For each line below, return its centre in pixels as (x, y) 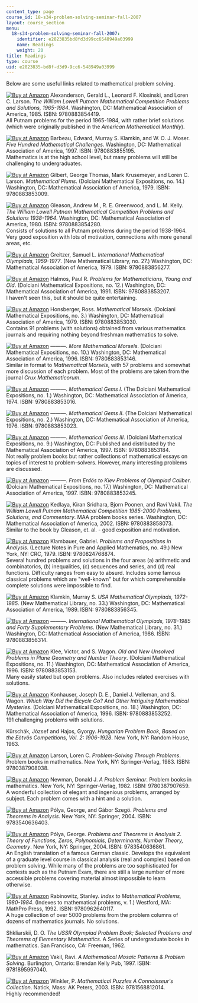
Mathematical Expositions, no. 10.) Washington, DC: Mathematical (86, 352)
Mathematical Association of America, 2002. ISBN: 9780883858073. (90, 524)
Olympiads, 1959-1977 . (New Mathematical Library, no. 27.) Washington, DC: (99, 261)
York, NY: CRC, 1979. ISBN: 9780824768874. (61, 554)
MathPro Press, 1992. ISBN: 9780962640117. (60, 909)
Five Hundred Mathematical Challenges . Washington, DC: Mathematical (94, 145)
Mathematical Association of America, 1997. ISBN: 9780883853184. (88, 450)
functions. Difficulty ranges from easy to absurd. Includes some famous (94, 573)
